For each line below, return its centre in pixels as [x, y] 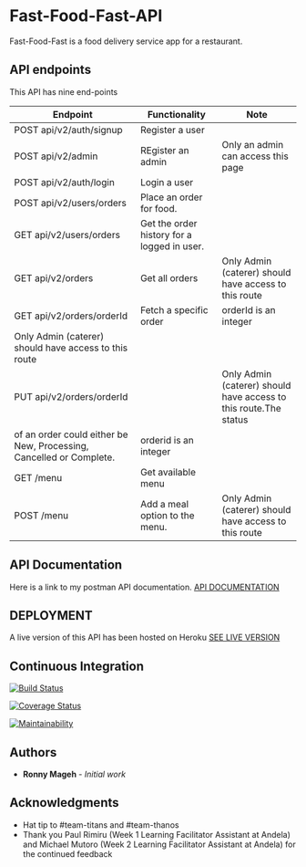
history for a [166, 235]
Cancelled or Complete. [65, 457]
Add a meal [164, 504]
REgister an [164, 150]
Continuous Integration [76, 666]
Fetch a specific [174, 309]
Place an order [171, 197]
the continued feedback [67, 853]
